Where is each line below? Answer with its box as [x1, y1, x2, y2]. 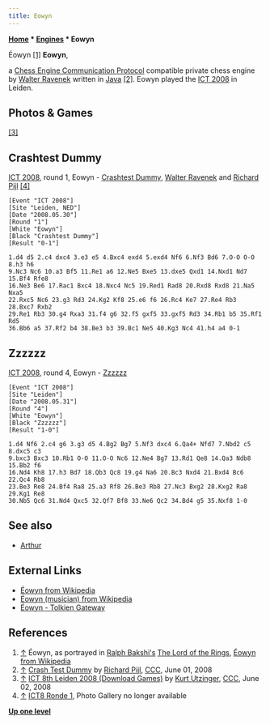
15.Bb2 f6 [8, 462, 42, 470]
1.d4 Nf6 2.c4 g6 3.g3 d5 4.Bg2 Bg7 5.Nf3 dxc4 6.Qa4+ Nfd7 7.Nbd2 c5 [8, 441, 251, 449]
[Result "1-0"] [8, 426, 60, 434]
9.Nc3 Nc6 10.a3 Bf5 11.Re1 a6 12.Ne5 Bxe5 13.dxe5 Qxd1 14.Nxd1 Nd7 [8, 268, 248, 276]
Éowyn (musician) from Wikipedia [19, 594, 133, 603]
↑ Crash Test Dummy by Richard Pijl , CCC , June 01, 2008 [19, 665, 213, 675]
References [8, 626, 68, 640]
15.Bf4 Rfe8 [8, 275, 49, 283]
